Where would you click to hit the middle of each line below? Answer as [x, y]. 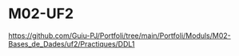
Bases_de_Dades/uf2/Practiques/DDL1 [72, 43]
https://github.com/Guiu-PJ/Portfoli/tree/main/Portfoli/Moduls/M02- [120, 35]
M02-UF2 [41, 14]
